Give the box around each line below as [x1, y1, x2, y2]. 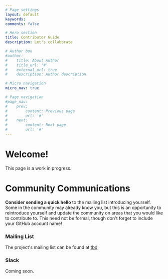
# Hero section [5, 30, 37, 35]
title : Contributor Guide [5, 35, 59, 40]
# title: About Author [5, 58, 59, 63]
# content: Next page [5, 122, 66, 127]
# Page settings [5, 7, 39, 12]
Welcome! [5, 148, 49, 160]
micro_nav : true [5, 85, 39, 90]
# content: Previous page [5, 108, 75, 113]
